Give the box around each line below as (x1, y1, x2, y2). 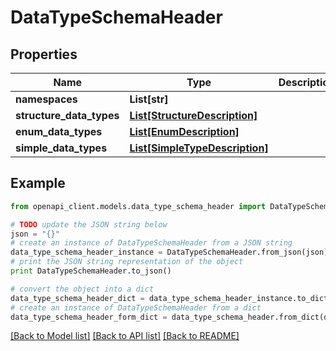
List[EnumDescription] (129, 125, 240, 138)
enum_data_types (15, 125, 103, 138)
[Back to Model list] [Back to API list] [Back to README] (10, 330, 240, 342)
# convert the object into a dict (10, 284, 155, 294)
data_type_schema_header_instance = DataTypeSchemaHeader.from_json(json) (10, 247, 329, 258)
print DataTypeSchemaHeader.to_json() (10, 266, 172, 276)
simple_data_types (15, 141, 108, 155)
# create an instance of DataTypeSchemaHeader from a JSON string (10, 238, 293, 248)
